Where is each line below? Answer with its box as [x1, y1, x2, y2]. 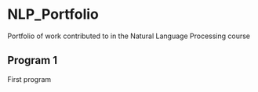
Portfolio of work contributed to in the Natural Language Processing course [7, 31, 251, 41]
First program [7, 74, 52, 83]
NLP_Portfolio [7, 5, 100, 23]
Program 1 [7, 54, 58, 67]
